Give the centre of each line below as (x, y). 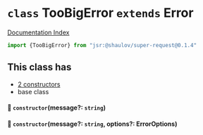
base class (33, 91)
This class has (39, 67)
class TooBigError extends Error (100, 13)
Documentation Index (38, 32)
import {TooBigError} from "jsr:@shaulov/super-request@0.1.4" (102, 45)
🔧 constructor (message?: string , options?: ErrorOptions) (92, 124)
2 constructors (39, 84)
